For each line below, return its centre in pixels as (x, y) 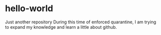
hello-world (29, 9)
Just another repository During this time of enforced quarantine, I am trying (81, 22)
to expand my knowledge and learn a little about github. (61, 27)
